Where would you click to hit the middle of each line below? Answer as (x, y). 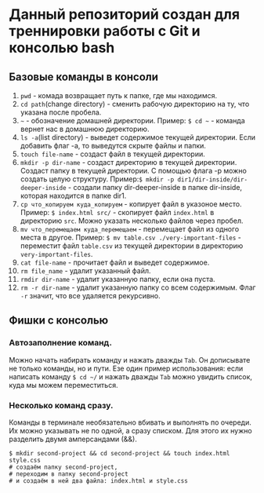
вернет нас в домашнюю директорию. (85, 129)
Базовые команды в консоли (84, 77)
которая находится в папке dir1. (73, 195)
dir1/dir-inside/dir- (212, 180)
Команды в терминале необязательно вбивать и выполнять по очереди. (130, 422)
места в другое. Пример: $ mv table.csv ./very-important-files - (131, 237)
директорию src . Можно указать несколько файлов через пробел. (132, 221)
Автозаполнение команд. (61, 343)
